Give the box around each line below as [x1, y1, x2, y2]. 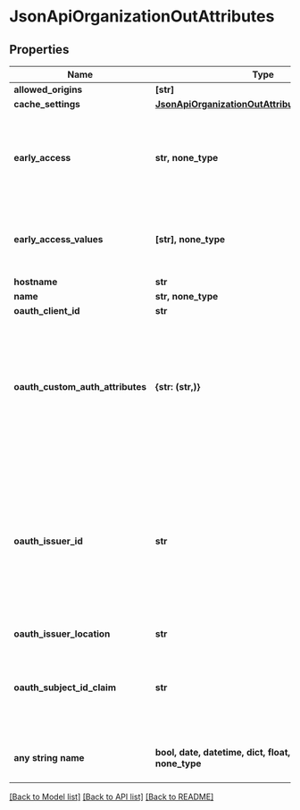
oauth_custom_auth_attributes [13, 381, 147, 392]
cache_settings [13, 98, 80, 110]
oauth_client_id [13, 305, 80, 316]
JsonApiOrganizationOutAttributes [9, 6, 275, 27]
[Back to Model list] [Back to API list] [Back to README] [9, 791, 214, 802]
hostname [13, 275, 58, 288]
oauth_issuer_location [13, 628, 111, 640]
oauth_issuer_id [13, 535, 83, 547]
